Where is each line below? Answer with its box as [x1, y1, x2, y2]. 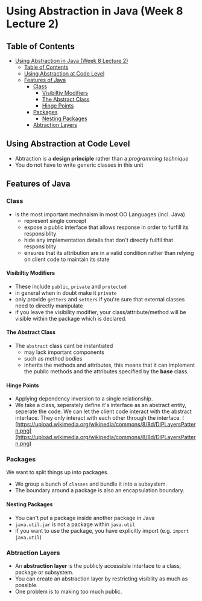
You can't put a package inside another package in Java [14, 514, 155, 521]
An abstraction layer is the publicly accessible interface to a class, [14, 562, 181, 569]
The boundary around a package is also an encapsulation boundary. [14, 487, 185, 494]
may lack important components [24, 349, 104, 356]
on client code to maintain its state [24, 256, 110, 263]
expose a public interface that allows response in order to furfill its [24, 223, 189, 231]
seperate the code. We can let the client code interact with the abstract [14, 408, 192, 415]
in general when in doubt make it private [14, 289, 117, 297]
